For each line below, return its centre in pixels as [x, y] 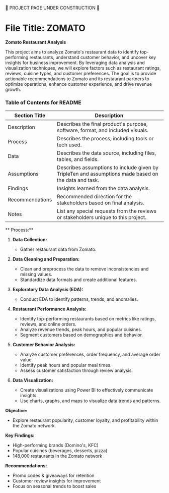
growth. [13, 89]
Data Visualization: [33, 380]
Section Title [30, 116]
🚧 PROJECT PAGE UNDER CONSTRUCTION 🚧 [52, 8]
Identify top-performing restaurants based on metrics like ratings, [88, 319]
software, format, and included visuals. [103, 130]
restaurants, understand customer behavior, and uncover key [93, 57]
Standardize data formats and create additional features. [78, 280]
